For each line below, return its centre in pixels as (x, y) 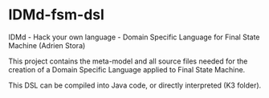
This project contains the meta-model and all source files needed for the (128, 61)
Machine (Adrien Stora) (47, 45)
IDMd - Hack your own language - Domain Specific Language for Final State (134, 37)
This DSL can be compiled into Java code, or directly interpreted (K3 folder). (135, 85)
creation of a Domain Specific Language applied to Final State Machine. (127, 69)
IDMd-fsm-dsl (56, 15)
